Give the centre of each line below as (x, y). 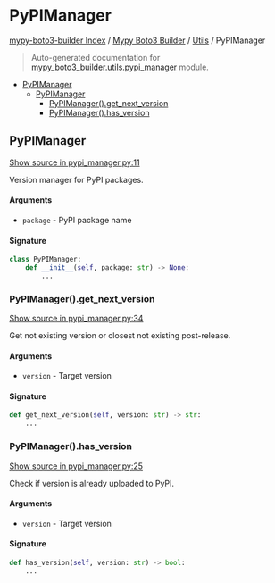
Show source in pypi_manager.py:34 (76, 319)
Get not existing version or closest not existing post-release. (120, 336)
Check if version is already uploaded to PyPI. (92, 483)
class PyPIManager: (46, 260)
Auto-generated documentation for (96, 57)
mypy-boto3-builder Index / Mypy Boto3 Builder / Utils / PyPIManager (137, 40)
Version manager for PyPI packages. (77, 179)
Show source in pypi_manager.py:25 (76, 466)
